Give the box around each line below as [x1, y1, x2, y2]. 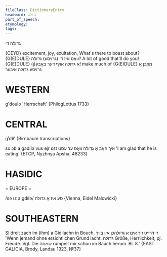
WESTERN [5, 84, 50, 95]
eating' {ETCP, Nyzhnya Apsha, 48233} [5, 151, 88, 156]
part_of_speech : [5, 17, 39, 22]
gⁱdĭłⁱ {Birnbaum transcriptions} [5, 136, 71, 141]
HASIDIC [5, 169, 43, 180]
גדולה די [5, 40, 21, 46]
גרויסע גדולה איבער [5, 67, 42, 73]
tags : [5, 26, 17, 31]
